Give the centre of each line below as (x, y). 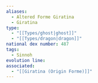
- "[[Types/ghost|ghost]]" (44, 33)
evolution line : (26, 60)
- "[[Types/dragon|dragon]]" (47, 39)
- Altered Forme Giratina (43, 17)
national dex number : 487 (37, 44)
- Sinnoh (22, 55)
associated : (20, 66)
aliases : (17, 11)
